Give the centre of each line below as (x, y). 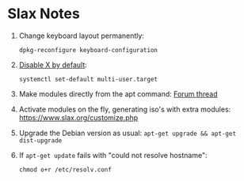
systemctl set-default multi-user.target (88, 79)
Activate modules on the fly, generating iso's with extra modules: (125, 109)
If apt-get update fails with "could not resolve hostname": (113, 155)
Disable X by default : (53, 65)
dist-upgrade (40, 140)
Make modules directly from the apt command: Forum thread (118, 94)
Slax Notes (44, 14)
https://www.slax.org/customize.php (78, 117)
